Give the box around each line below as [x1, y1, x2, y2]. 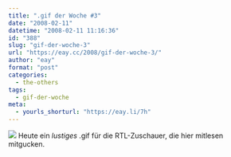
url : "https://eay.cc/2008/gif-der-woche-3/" [8, 49, 162, 57]
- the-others [15, 78, 59, 86]
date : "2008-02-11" [8, 19, 73, 27]
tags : [8, 85, 26, 94]
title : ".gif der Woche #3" [8, 11, 102, 20]
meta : [8, 100, 26, 108]
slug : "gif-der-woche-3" [8, 41, 91, 49]
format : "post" [8, 64, 59, 72]
